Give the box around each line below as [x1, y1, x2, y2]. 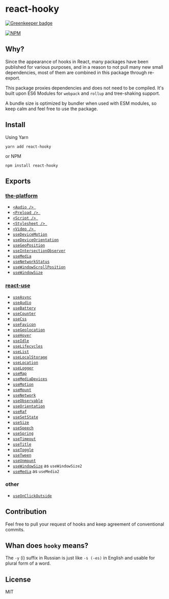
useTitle [12, 442, 32, 447]
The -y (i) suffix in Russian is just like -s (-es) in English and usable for [5, 555, 155, 561]
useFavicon [12, 322, 36, 327]
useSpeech [12, 425, 34, 431]
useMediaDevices [12, 376, 47, 382]
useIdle [12, 338, 29, 344]
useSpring [12, 431, 34, 436]
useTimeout [12, 436, 36, 442]
